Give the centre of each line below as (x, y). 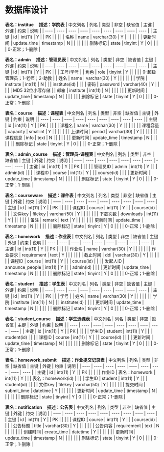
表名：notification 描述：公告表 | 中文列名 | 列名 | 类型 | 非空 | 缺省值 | (78, 407)
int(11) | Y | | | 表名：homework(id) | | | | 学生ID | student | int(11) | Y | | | (76, 378)
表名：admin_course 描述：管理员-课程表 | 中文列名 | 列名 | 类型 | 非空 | (80, 154)
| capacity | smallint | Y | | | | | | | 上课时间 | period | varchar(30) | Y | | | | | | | (81, 131)
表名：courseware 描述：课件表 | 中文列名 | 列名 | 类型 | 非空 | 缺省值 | (78, 195)
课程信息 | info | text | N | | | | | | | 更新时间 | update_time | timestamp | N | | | (81, 138)
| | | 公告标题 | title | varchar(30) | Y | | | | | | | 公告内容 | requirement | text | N (82, 425)
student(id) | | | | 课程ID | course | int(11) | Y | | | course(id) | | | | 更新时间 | (79, 337)
